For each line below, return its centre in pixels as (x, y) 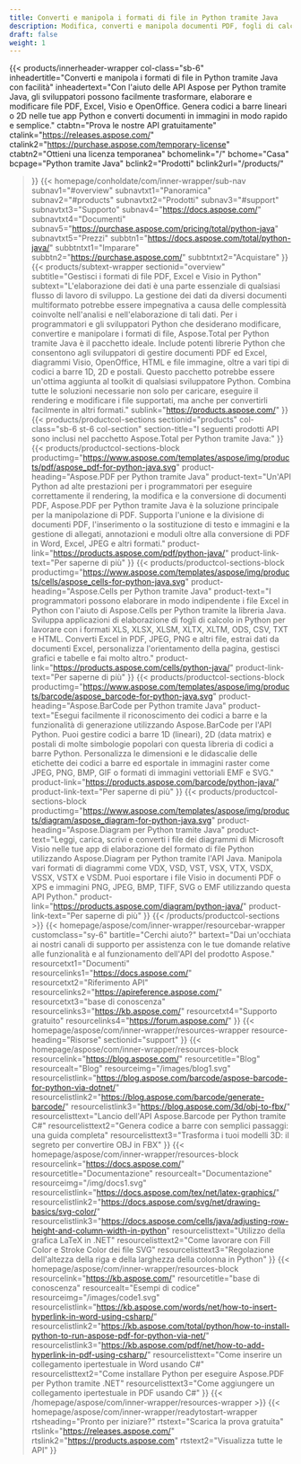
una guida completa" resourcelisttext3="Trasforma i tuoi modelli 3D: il (160, 1135)
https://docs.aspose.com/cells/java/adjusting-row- (195, 1221)
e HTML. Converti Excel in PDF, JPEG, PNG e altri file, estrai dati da (155, 639)
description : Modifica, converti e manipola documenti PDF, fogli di (142, 26)
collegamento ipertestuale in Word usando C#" (117, 1364)
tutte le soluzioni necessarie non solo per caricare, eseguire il (145, 391)
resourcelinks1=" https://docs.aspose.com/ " (112, 973)
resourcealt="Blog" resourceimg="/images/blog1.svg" (131, 1069)
